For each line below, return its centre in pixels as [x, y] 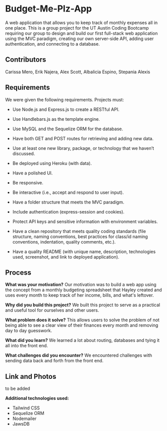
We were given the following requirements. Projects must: [64, 99]
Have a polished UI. [32, 173]
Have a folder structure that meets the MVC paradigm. [68, 202]
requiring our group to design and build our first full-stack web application [81, 33]
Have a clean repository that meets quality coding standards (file [79, 231]
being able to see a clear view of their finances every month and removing [82, 325]
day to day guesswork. [29, 331]
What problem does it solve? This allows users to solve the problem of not [82, 320]
